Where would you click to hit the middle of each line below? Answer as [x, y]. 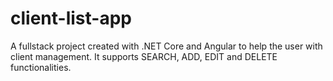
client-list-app [71, 18]
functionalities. [41, 67]
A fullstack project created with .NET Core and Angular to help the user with [166, 46]
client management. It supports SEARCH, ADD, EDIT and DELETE [144, 56]
